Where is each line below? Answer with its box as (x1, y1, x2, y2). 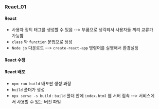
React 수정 (4, 57, 26, 62)
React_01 (4, 3, 26, 10)
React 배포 (4, 69, 26, 75)
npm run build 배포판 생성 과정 (11, 80, 71, 86)
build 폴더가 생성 (11, 86, 45, 93)
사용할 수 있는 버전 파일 (17, 98, 61, 105)
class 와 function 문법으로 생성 (11, 39, 72, 45)
